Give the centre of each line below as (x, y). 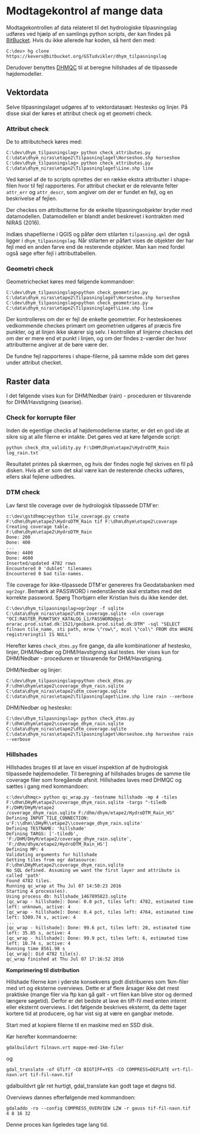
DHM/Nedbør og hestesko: (39, 707)
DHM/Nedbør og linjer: (34, 670)
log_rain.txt (22, 453)
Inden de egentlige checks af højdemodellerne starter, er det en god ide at (98, 430)
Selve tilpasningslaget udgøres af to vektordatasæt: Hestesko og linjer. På (97, 107)
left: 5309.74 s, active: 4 (41, 917)
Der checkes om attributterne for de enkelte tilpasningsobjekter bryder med (99, 210)
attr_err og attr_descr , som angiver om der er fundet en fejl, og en (90, 192)
